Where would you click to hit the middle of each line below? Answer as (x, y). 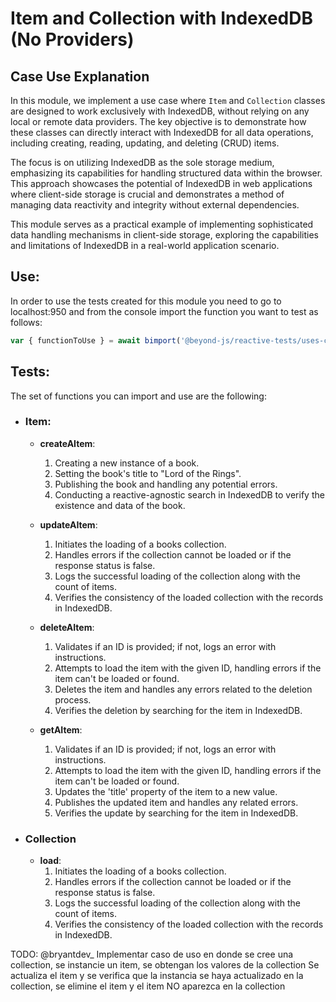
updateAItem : (68, 524)
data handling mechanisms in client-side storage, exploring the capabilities (164, 235)
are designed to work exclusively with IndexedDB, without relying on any (160, 111)
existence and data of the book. (120, 505)
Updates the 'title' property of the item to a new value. (166, 791)
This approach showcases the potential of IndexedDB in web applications (161, 183)
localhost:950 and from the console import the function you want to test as (164, 311)
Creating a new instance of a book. (127, 463)
